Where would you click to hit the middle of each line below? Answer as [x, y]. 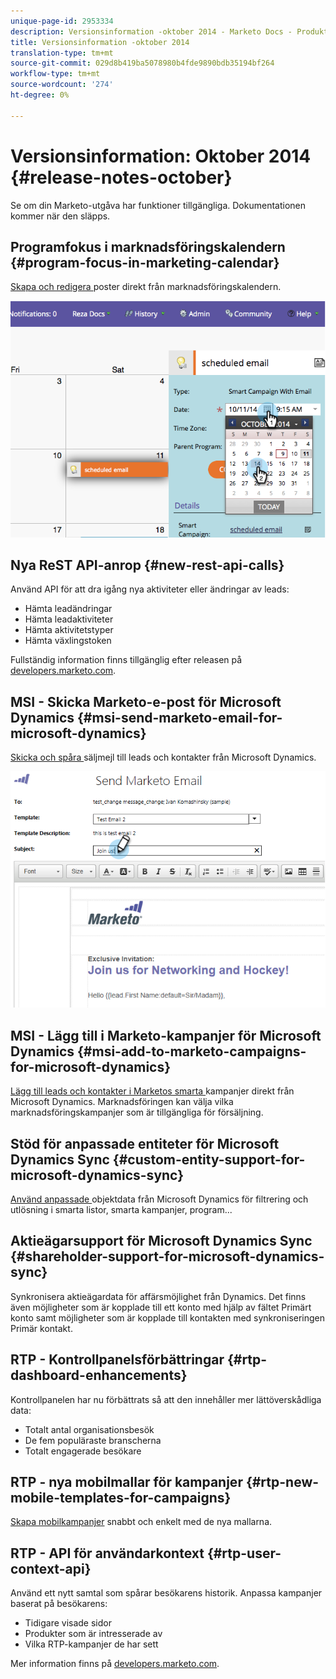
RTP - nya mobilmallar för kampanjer [126, 1482]
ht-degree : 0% [40, 95]
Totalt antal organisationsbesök [89, 1429]
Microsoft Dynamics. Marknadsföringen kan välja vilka [122, 1102]
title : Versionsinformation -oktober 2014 [100, 42]
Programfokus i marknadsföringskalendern [148, 246]
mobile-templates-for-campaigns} [121, 1498]
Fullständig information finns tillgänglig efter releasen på [126, 660]
